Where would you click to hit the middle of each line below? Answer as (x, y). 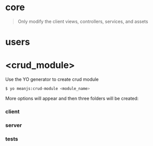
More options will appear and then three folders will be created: (72, 98)
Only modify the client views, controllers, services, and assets (83, 21)
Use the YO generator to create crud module (52, 79)
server (14, 125)
